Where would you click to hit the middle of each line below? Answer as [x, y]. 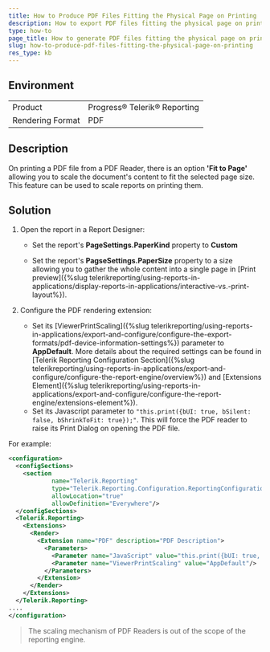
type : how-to [30, 31]
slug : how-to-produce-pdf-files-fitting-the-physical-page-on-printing [131, 46]
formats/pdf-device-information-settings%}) [106, 343]
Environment [41, 86]
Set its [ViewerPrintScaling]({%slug [91, 326]
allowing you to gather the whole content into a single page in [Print [144, 269]
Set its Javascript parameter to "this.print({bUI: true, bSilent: [141, 411]
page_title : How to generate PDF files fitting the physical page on [127, 38]
